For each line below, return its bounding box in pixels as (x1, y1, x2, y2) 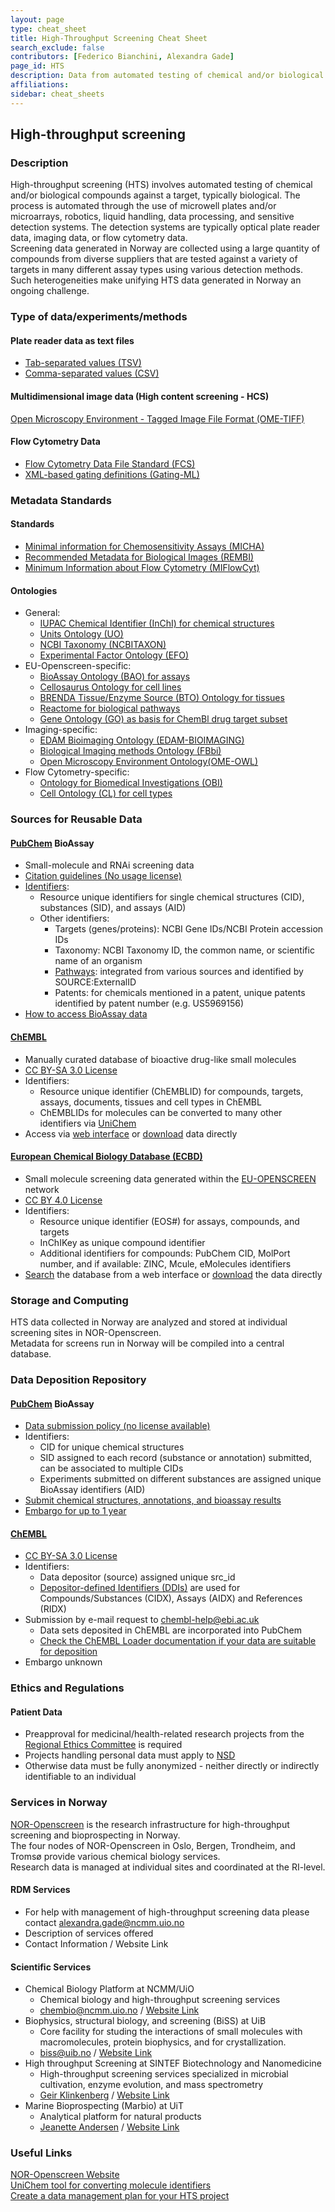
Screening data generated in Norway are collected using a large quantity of (10, 242, 321, 255)
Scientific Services (10, 1961, 92, 1973)
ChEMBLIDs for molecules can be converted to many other (39, 1106, 283, 1118)
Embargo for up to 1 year (24, 1505, 127, 1517)
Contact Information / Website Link (24, 1937, 169, 1950)
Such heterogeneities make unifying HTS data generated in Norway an (10, 274, 302, 286)
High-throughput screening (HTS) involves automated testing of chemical (10, 179, 313, 191)
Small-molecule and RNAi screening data (24, 859, 195, 871)
